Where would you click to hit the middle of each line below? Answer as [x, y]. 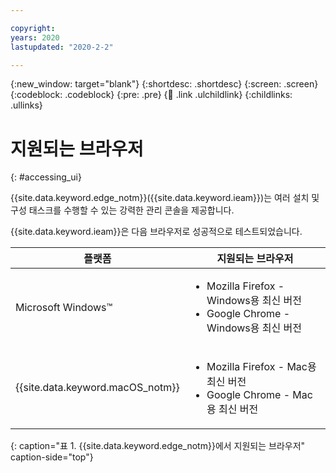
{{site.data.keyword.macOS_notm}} [97, 388]
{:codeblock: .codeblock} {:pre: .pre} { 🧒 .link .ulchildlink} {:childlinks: [151, 95]
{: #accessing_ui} [46, 177]
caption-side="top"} [52, 457]
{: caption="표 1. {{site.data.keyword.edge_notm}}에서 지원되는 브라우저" [158, 446]
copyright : [33, 28]
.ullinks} [26, 105]
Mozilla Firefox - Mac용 [261, 367]
